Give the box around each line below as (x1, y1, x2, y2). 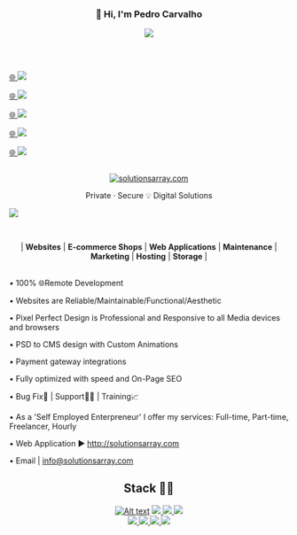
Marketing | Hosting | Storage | (90, 252, 208, 262)
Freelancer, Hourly (9, 421, 77, 432)
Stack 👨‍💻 (123, 481, 175, 496)
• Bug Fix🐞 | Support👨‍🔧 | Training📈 (9, 392, 139, 402)
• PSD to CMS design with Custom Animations (9, 339, 179, 350)
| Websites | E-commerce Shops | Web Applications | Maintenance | (20, 242, 277, 252)
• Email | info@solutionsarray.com (9, 455, 134, 466)
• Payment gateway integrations (9, 356, 127, 367)
